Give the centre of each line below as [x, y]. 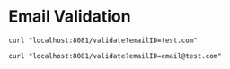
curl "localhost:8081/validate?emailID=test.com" [103, 40]
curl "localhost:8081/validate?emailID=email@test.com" [115, 56]
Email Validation [70, 17]
